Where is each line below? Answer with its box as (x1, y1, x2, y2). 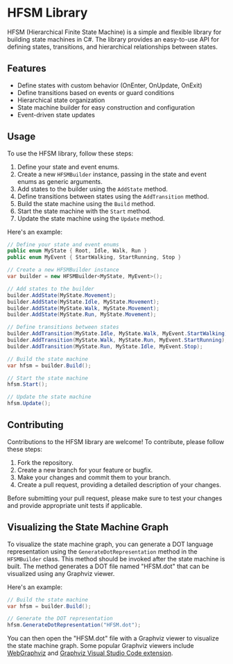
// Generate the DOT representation (7, 615, 113, 622)
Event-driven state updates (17, 110, 96, 119)
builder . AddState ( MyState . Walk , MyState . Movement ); (7, 305, 159, 312)
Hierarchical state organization (17, 96, 105, 104)
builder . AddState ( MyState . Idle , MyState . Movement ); (7, 298, 159, 305)
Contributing (7, 419, 64, 431)
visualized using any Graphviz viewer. (7, 569, 115, 577)
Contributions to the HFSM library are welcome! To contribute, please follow (7, 437, 225, 445)
